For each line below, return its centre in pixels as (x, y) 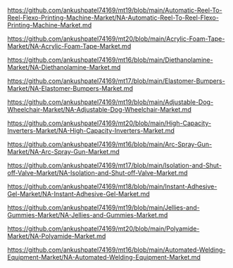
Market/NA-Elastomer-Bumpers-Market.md (70, 88)
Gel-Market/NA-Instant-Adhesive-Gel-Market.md (78, 194)
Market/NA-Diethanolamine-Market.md (64, 67)
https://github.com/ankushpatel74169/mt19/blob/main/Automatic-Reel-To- (115, 10)
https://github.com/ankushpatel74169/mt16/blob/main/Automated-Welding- (116, 250)
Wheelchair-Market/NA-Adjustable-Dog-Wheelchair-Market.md (99, 109)
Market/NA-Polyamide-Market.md (57, 236)
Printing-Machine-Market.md (50, 25)
